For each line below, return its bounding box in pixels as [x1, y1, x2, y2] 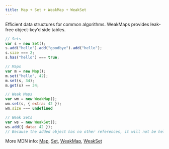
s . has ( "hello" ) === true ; [5, 55, 59, 60]
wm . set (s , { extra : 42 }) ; [5, 101, 62, 106]
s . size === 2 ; [5, 50, 35, 55]
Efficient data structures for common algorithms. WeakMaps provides [5, 21, 149, 27]
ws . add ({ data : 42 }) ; [5, 124, 53, 129]
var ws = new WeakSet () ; [5, 119, 57, 125]
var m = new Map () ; [5, 68, 46, 73]
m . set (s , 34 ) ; [5, 78, 35, 83]
